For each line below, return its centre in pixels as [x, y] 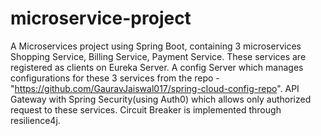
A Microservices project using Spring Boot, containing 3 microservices [156, 46]
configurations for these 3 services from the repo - [115, 78]
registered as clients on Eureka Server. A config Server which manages [157, 67]
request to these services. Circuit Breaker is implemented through [146, 109]
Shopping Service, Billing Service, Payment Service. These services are [158, 56]
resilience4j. [35, 120]
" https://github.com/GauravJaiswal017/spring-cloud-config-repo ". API [155, 88]
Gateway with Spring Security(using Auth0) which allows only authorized [161, 99]
